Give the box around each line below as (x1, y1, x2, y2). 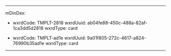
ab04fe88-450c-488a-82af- (87, 20, 148, 26)
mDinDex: (5, 10, 26, 16)
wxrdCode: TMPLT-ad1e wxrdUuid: (12, 35, 87, 41)
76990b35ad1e (12, 40, 45, 46)
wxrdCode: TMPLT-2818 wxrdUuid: (12, 20, 87, 26)
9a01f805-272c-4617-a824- (87, 35, 147, 41)
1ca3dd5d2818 (12, 25, 44, 31)
